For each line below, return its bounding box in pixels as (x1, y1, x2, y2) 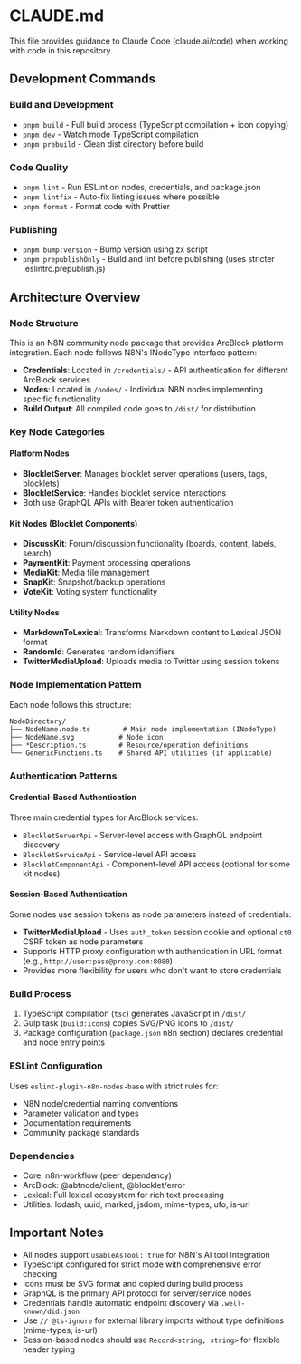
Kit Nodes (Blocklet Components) (9, 518, 138, 528)
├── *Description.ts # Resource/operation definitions (9, 740, 249, 750)
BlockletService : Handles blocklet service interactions (22, 488, 227, 498)
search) (22, 547, 52, 558)
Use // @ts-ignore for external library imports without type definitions (22, 1315, 285, 1326)
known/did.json (22, 1307, 80, 1316)
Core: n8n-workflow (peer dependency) (22, 1170, 172, 1181)
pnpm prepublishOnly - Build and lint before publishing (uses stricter (22, 254, 276, 265)
